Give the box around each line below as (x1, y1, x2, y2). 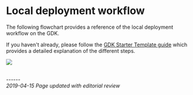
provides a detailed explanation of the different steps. (6, 47, 136, 54)
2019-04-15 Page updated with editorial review (6, 82, 120, 89)
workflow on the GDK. (6, 29, 60, 36)
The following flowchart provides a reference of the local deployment (6, 23, 174, 30)
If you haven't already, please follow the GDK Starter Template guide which (6, 41, 188, 48)
